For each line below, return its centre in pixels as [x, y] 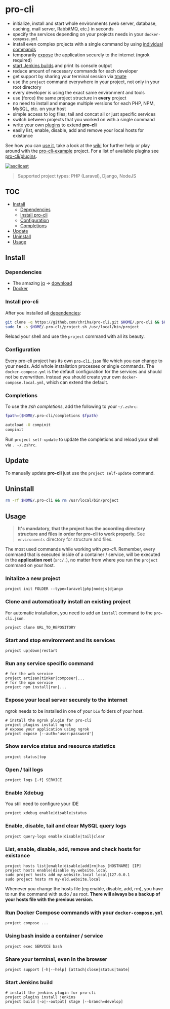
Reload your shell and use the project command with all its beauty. [75, 336]
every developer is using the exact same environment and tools [79, 92]
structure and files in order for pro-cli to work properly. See [81, 534]
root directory [27, 87]
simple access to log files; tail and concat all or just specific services [84, 114]
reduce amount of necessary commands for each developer [75, 71]
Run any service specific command [49, 663]
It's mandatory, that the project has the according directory [81, 529]
